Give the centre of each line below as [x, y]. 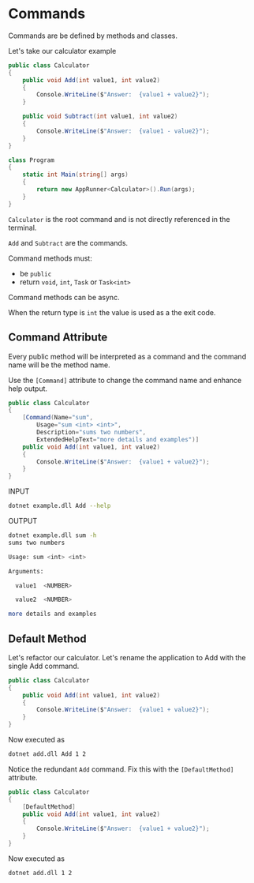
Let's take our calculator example [62, 51]
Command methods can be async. [64, 297]
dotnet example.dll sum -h [52, 535]
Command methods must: [50, 258]
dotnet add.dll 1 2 [40, 873]
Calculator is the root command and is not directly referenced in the [119, 219]
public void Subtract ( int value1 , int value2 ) [100, 116]
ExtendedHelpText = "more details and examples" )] [118, 439]
